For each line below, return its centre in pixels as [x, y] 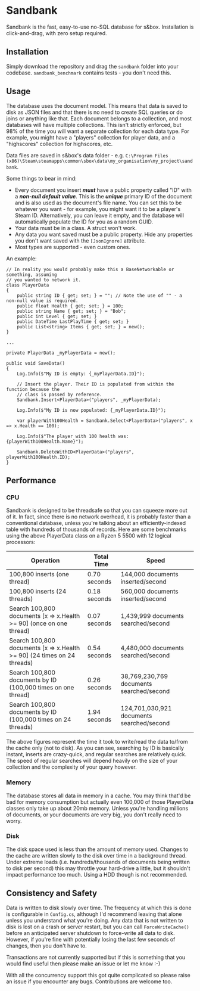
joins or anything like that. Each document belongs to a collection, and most [99, 118]
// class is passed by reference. [60, 394]
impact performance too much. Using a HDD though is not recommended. [97, 874]
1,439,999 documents [152, 616]
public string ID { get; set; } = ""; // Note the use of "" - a [100, 296]
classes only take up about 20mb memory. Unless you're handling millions [97, 808]
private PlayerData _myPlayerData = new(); [61, 353]
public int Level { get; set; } [57, 316]
